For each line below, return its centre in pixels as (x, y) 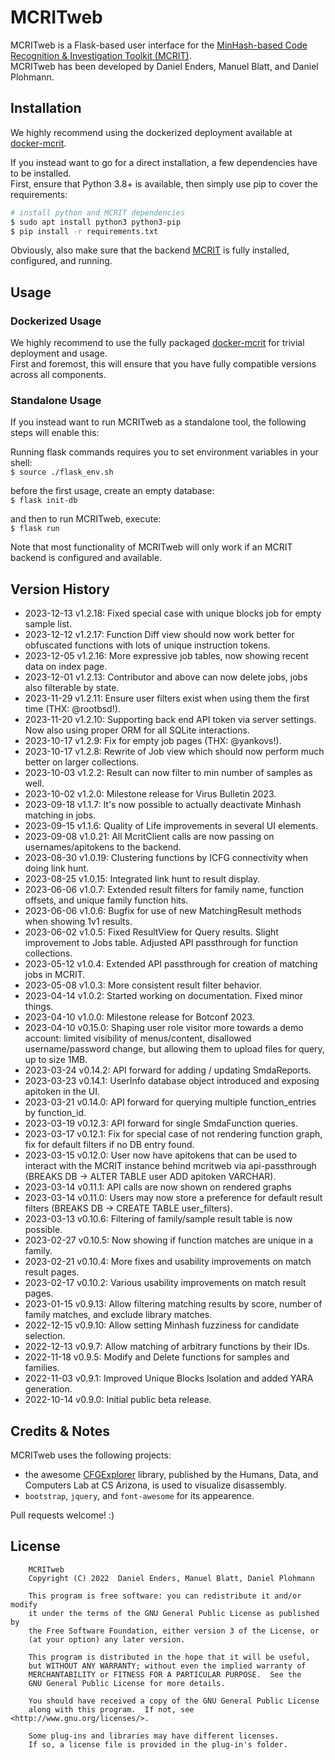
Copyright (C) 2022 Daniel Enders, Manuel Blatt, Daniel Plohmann (171, 1578)
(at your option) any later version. (107, 1639)
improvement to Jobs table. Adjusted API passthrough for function (161, 943)
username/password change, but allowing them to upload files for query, (174, 1049)
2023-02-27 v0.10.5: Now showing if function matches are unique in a (169, 1240)
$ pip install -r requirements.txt (84, 231)
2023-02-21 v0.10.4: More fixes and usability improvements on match (168, 1262)
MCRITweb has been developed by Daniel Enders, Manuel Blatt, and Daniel (164, 66)
